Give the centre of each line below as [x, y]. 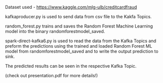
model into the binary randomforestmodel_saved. [55, 31]
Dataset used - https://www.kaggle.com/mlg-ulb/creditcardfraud [71, 7]
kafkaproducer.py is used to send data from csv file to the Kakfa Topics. [79, 16]
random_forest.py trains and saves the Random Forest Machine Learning [79, 26]
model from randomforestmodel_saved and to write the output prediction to [82, 51]
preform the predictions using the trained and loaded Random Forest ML [79, 46]
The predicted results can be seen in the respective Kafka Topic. [71, 66]
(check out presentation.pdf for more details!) [51, 75]
